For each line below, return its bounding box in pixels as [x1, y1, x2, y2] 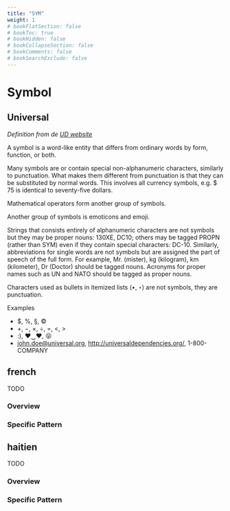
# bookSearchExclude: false [7, 55, 88, 62]
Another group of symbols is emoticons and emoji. [7, 213, 150, 221]
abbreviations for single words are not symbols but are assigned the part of [7, 248, 220, 256]
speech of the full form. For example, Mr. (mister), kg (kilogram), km [7, 255, 199, 263]
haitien [7, 441, 38, 453]
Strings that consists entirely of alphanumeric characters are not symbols [7, 226, 215, 234]
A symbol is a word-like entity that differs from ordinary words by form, [7, 143, 208, 151]
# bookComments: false [7, 49, 72, 56]
